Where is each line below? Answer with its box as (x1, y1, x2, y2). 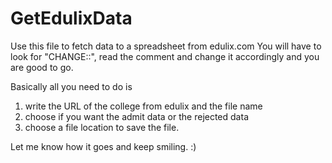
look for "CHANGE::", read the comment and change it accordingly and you (10, 50, 320, 62)
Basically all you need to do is (10, 80, 133, 92)
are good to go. (10, 61, 74, 73)
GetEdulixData (10, 7, 133, 30)
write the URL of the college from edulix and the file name (24, 100, 263, 112)
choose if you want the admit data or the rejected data (24, 110, 249, 122)
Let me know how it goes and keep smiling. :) (10, 140, 197, 152)
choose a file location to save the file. (24, 121, 180, 133)
